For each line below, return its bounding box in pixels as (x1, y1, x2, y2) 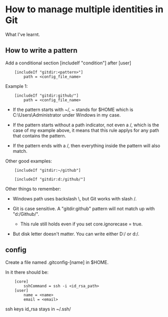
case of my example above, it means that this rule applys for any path (12, 127, 159, 133)
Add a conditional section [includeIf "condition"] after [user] (5, 60, 132, 66)
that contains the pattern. (12, 132, 66, 139)
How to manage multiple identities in (5, 4, 163, 15)
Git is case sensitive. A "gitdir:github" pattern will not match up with (12, 206, 155, 212)
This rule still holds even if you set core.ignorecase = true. (20, 221, 143, 227)
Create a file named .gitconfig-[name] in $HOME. (5, 259, 109, 265)
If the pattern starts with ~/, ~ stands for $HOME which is (12, 106, 134, 112)
